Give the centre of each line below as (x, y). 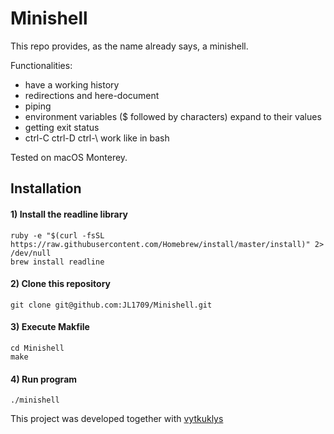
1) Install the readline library (69, 214)
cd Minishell (37, 348)
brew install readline (57, 262)
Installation (46, 188)
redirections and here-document (92, 95)
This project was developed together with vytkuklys (117, 419)
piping (38, 106)
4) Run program (44, 379)
